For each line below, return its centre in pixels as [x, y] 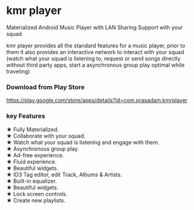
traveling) [18, 71]
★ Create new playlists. [36, 200]
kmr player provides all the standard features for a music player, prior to [96, 46]
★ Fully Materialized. [33, 129]
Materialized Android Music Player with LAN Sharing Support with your [95, 27]
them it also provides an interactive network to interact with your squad [95, 52]
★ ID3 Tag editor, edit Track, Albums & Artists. [64, 174]
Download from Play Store [45, 87]
